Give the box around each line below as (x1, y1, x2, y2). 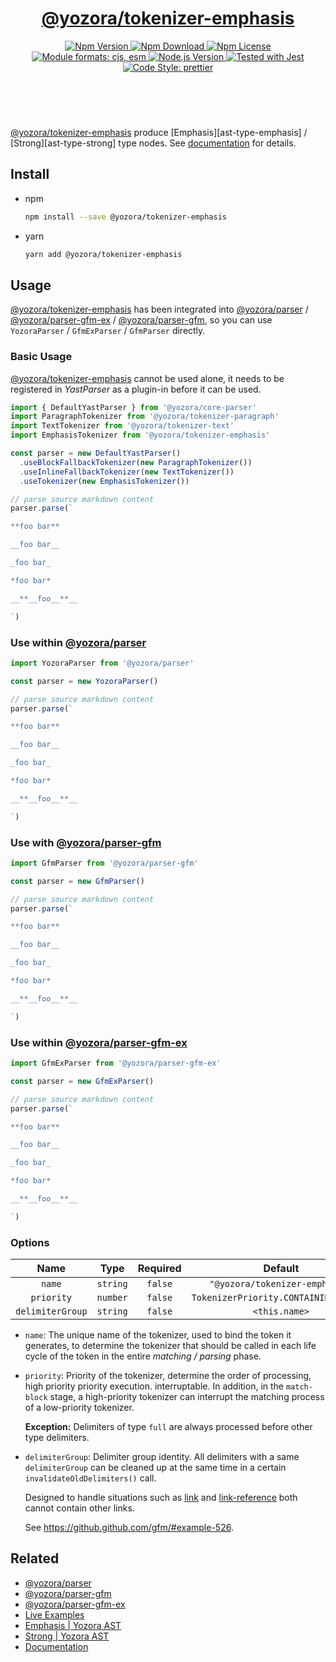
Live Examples (24, 1608, 85, 1621)
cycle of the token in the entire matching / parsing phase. (24, 1350, 262, 1362)
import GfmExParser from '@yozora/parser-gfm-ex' (10, 1058, 222, 1068)
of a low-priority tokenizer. (24, 1402, 135, 1414)
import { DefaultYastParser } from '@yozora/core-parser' (10, 402, 257, 412)
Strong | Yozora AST (24, 1630, 110, 1642)
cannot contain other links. (24, 1502, 135, 1514)
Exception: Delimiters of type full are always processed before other (24, 1421, 313, 1433)
